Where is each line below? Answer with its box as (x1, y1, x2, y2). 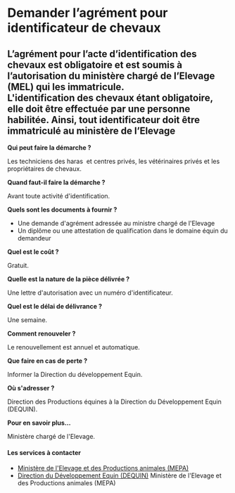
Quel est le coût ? (7, 248, 59, 256)
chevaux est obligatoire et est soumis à (7, 58, 183, 71)
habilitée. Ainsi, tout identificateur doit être (7, 114, 201, 126)
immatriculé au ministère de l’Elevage (7, 124, 176, 136)
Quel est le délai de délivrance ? (7, 302, 103, 310)
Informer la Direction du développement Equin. (7, 371, 143, 378)
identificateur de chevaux (7, 20, 161, 36)
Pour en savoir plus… (7, 418, 72, 427)
